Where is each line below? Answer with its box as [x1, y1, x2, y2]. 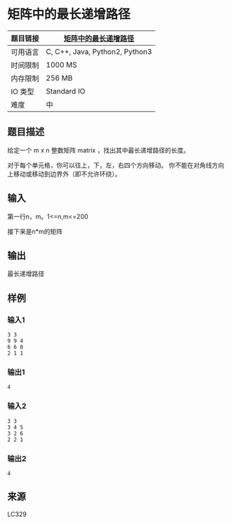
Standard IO [46, 86, 86, 96]
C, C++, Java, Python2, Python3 [46, 46, 152, 56]
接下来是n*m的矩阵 [7, 227, 63, 235]
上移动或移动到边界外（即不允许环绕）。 [7, 169, 121, 178]
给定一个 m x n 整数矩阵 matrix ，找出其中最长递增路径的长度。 [7, 145, 190, 155]
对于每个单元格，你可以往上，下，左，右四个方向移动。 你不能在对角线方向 [7, 161, 225, 169]
